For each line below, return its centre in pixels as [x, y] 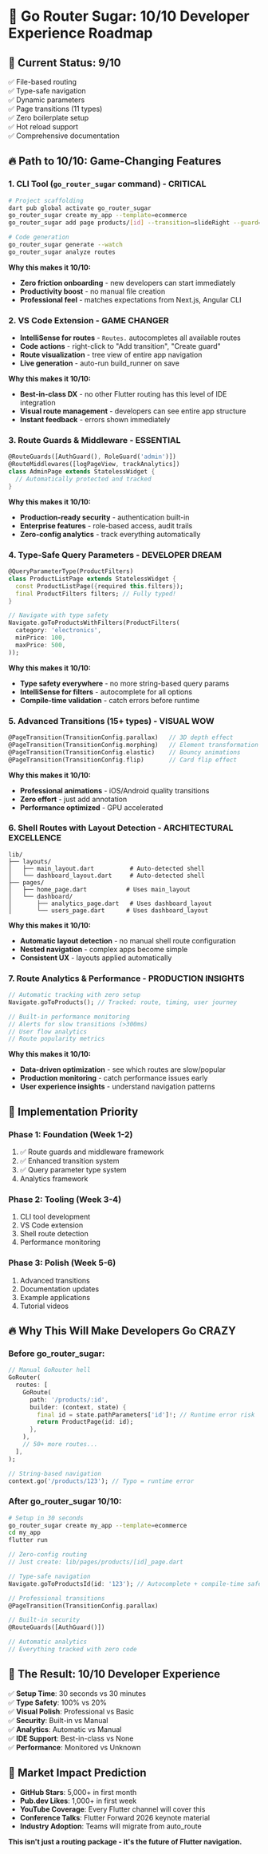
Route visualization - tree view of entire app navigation [111, 355]
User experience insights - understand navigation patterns [117, 1087]
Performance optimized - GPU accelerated [91, 807]
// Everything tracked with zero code [73, 1650]
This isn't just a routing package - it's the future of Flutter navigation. [125, 1841]
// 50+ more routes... [60, 1445]
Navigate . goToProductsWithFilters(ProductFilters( [94, 623]
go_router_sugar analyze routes [62, 252]
